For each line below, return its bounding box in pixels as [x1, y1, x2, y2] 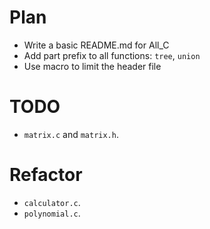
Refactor [9, 164, 83, 186]
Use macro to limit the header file [23, 60, 162, 72]
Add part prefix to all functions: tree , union [23, 49, 201, 61]
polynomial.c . [23, 207, 81, 219]
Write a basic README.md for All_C [23, 39, 170, 51]
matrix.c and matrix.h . [23, 128, 119, 140]
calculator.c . [23, 196, 81, 208]
